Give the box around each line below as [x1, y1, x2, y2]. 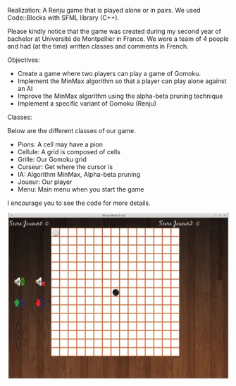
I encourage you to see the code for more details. [7, 199, 151, 207]
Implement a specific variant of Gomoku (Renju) [17, 99, 157, 108]
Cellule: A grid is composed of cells [17, 148, 121, 156]
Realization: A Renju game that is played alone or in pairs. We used [7, 6, 201, 14]
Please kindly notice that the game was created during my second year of [7, 27, 222, 35]
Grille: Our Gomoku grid [17, 155, 87, 163]
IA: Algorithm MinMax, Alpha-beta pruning [17, 170, 141, 178]
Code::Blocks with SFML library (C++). [7, 13, 120, 22]
